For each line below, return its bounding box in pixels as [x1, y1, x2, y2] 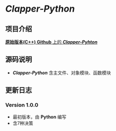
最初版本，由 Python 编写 [12, 114, 67, 120]
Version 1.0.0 [5, 102, 38, 109]
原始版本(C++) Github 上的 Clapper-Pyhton [5, 39, 98, 45]
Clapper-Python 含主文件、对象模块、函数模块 [12, 70, 111, 76]
